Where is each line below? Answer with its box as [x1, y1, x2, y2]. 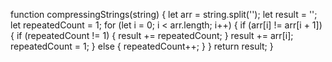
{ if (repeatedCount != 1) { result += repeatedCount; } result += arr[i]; [10, 30, 294, 41]
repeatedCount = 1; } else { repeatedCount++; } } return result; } [10, 40, 274, 52]
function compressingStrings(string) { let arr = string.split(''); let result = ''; [10, 9, 318, 20]
